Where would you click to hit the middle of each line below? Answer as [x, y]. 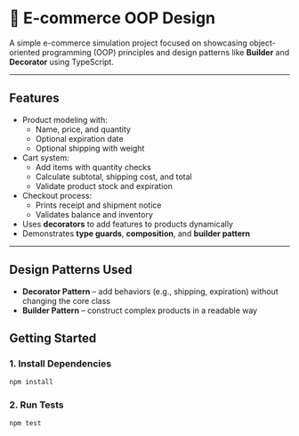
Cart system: [45, 157]
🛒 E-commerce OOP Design [113, 18]
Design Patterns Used [71, 270]
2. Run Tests [36, 405]
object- [262, 43]
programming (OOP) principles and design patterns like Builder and [166, 52]
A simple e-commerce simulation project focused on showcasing [128, 43]
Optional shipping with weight [90, 148]
